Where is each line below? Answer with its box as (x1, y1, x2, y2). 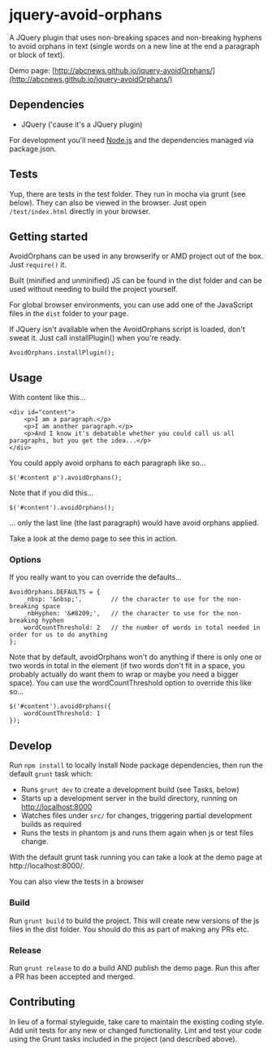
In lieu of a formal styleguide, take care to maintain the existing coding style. (9, 1016, 265, 1026)
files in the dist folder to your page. (9, 309, 129, 319)
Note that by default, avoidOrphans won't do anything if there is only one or (9, 652, 262, 662)
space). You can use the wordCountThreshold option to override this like (9, 678, 253, 688)
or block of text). (9, 50, 66, 59)
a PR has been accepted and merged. (9, 972, 136, 981)
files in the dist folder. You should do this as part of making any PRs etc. (9, 924, 250, 934)
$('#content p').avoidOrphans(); (9, 474, 123, 482)
